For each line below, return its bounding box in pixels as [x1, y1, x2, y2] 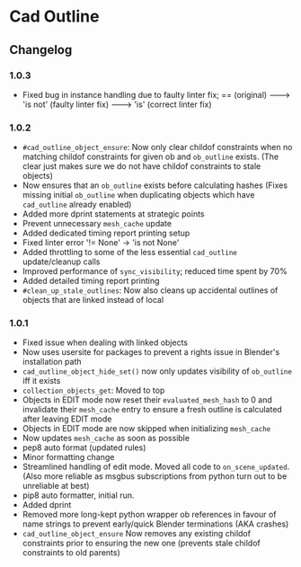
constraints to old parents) [22, 547, 121, 558]
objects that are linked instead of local [22, 295, 164, 306]
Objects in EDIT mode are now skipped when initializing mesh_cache [22, 423, 271, 434]
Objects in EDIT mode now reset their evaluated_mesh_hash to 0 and [22, 394, 272, 405]
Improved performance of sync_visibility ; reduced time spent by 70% [22, 266, 288, 277]
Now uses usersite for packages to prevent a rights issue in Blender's [22, 347, 280, 358]
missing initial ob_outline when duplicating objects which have [22, 190, 255, 200]
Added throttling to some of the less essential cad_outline [22, 247, 238, 258]
